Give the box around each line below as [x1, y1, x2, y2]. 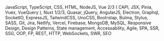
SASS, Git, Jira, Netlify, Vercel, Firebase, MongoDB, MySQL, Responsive [5, 20, 152, 26]
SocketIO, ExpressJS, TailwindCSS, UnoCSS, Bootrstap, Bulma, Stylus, [5, 15, 149, 20]
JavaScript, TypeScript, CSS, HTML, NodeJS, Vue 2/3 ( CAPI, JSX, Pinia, [5, 4, 153, 10]
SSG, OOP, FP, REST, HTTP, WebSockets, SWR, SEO [5, 31, 112, 36]
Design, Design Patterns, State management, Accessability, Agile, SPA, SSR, [5, 25, 160, 31]
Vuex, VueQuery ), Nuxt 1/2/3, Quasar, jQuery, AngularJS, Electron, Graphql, [5, 9, 160, 15]
